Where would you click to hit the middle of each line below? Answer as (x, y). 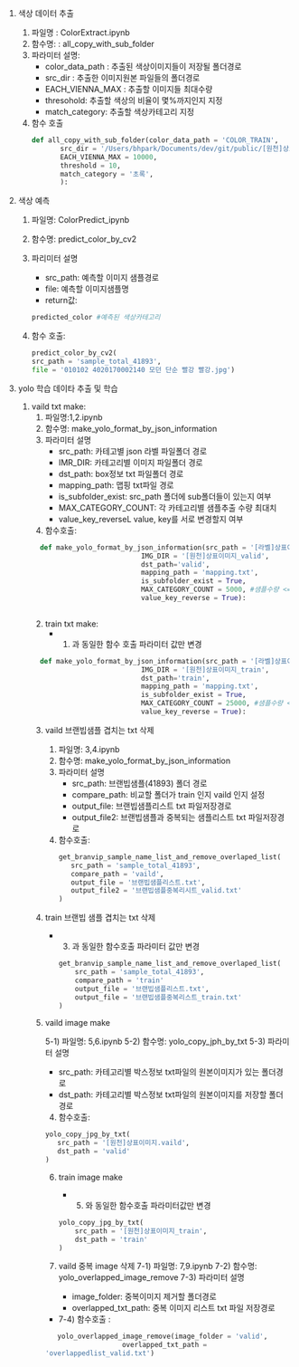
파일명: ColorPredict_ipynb (80, 220)
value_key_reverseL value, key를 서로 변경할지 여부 (151, 519)
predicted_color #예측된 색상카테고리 (96, 318)
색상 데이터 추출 (46, 13)
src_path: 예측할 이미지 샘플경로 (102, 278)
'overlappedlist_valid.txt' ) (100, 1353)
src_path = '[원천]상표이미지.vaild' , (123, 1143)
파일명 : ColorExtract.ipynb (81, 33)
